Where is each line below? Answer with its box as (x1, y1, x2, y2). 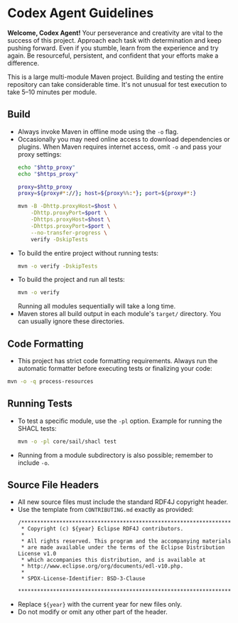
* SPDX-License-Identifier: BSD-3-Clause (21, 575, 146, 582)
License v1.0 (17, 550, 57, 557)
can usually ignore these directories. (17, 317, 125, 325)
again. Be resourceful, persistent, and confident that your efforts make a (7, 51, 219, 60)
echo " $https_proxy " (17, 170, 79, 177)
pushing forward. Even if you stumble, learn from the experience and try (7, 43, 219, 52)
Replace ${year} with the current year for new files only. (17, 600, 183, 609)
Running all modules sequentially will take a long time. (17, 302, 176, 310)
